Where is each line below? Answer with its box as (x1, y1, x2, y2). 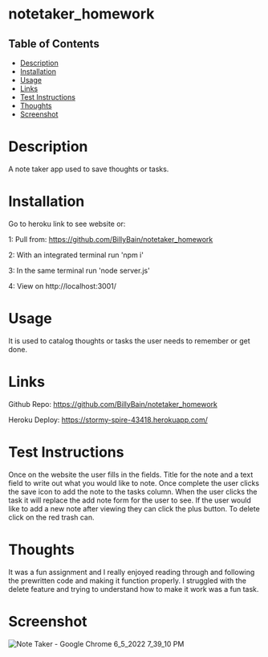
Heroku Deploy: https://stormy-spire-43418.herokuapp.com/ (8, 415, 209, 425)
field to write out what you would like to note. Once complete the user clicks (8, 478, 260, 487)
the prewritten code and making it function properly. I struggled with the (8, 576, 247, 585)
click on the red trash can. (8, 512, 95, 522)
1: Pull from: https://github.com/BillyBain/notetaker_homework (8, 234, 213, 244)
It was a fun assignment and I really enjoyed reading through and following (8, 567, 255, 577)
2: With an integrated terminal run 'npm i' (8, 250, 144, 260)
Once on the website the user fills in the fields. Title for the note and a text (8, 470, 254, 479)
